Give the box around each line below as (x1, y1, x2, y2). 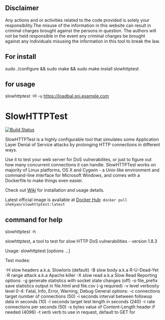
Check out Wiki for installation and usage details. (5, 187, 105, 193)
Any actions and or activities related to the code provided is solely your (5, 17, 150, 23)
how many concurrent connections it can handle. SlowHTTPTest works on (5, 162, 157, 168)
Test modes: (5, 258, 31, 264)
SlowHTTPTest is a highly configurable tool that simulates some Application (5, 136, 159, 143)
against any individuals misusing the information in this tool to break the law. (5, 38, 161, 44)
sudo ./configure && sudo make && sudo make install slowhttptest (5, 65, 139, 71)
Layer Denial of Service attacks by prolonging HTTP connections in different (5, 142, 161, 148)
